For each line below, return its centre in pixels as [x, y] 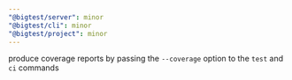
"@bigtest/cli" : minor [50, 25]
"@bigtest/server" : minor [56, 17]
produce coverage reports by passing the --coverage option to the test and [146, 59]
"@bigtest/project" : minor [58, 33]
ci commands [34, 68]
